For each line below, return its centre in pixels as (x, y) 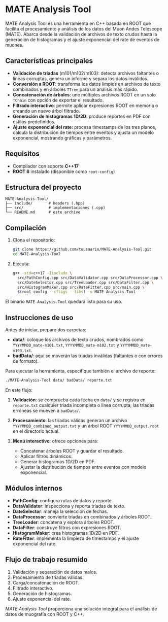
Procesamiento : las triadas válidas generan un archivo (70, 420)
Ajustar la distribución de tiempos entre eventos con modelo (83, 467)
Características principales (49, 61)
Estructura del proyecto (44, 187)
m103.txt (22, 351)
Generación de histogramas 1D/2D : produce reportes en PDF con (81, 116)
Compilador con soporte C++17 (46, 166)
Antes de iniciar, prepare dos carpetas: (46, 330)
